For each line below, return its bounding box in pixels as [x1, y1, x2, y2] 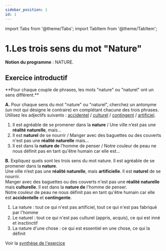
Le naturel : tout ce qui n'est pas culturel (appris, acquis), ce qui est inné [12, 215, 160, 221]
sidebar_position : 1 [5, 7, 48, 12]
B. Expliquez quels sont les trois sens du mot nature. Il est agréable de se [5, 158, 155, 164]
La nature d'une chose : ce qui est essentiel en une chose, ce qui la [12, 225, 150, 231]
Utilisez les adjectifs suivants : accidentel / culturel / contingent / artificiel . [5, 112, 156, 118]
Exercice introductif [5, 73, 68, 82]
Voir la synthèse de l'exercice [5, 240, 65, 246]
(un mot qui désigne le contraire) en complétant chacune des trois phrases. [5, 107, 159, 113]
